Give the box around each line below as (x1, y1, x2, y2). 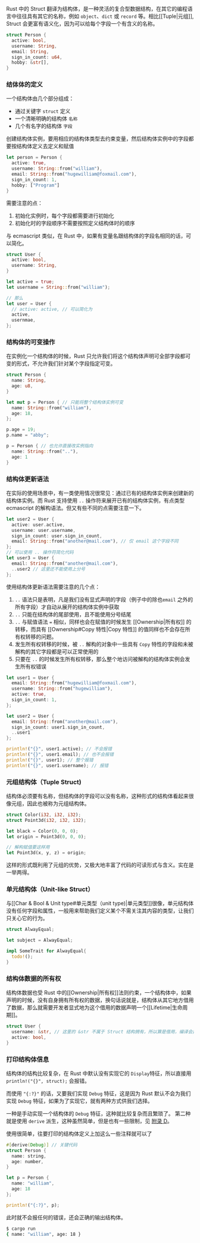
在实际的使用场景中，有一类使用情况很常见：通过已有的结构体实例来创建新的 (6, 489, 194, 496)
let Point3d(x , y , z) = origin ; (6, 850, 86, 856)
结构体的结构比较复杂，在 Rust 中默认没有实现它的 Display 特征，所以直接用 (6, 1070, 192, 1077)
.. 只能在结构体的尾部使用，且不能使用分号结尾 (14, 610, 132, 618)
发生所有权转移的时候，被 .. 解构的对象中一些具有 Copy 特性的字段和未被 (14, 640, 193, 647)
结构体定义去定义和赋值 (16, 142, 74, 150)
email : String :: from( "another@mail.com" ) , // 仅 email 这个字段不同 (11, 538, 179, 544)
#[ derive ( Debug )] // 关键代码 (6, 1142, 77, 1148)
